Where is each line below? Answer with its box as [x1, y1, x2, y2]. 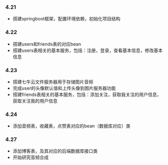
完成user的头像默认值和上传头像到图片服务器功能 [12, 85, 116, 91]
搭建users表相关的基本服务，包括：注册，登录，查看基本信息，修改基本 [12, 47, 163, 53]
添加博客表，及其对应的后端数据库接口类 [12, 148, 98, 154]
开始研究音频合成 [12, 154, 49, 160]
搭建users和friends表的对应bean [12, 41, 81, 47]
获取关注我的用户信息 [12, 97, 58, 104]
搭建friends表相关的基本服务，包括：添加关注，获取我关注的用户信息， [12, 91, 162, 97]
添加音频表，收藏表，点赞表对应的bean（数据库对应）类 [12, 123, 131, 129]
